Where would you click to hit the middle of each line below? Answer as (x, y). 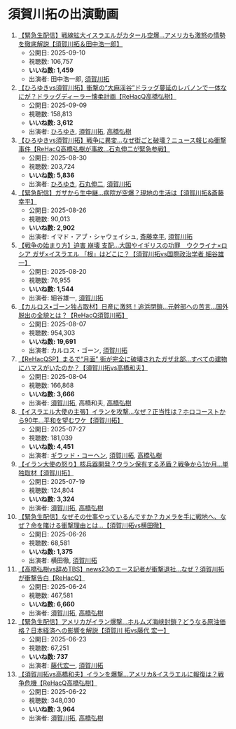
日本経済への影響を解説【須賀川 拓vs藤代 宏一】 (100, 630)
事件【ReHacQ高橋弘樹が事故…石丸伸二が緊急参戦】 (94, 148)
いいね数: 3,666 (51, 394)
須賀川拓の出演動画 (63, 14)
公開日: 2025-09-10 (57, 53)
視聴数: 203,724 (52, 166)
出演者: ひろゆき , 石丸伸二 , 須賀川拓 (80, 183)
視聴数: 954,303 (52, 333)
